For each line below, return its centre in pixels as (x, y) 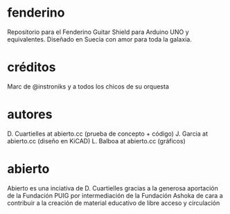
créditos (32, 68)
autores (30, 115)
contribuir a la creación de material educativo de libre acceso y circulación (114, 203)
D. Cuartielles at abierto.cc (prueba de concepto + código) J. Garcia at (108, 134)
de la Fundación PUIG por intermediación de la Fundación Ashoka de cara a (115, 195)
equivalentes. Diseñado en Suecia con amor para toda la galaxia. (99, 39)
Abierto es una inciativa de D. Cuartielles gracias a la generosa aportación (113, 188)
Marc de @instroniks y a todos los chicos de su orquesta (88, 86)
